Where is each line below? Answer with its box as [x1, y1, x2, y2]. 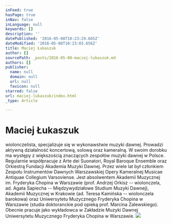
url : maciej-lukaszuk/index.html [5, 93, 77, 98]
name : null [10, 70, 33, 75]
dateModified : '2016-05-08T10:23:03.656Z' [5, 41, 98, 46]
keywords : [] [5, 27, 33, 32]
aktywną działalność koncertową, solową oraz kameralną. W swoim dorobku [5, 147, 167, 153]
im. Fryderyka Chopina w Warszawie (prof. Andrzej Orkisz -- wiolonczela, [5, 180, 161, 186]
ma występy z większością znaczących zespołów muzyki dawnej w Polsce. [5, 152, 165, 159]
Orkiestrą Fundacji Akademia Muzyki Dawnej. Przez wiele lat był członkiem [5, 164, 164, 170]
